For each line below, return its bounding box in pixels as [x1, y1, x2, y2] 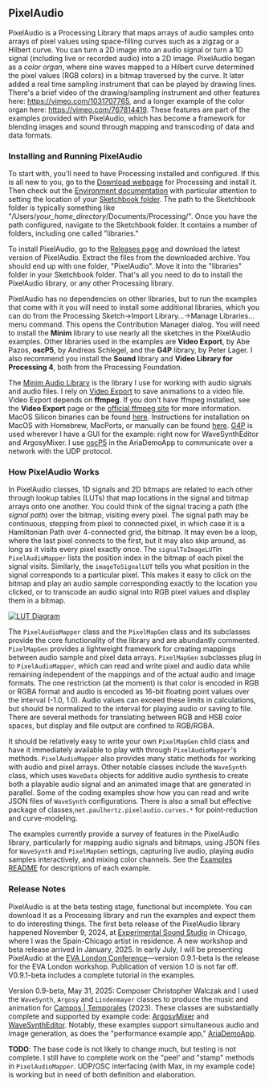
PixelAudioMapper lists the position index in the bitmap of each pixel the [8, 553, 244, 562]
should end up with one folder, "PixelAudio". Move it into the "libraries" [8, 261, 243, 271]
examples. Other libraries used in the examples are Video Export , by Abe [8, 337, 251, 347]
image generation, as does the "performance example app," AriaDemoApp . [8, 1028, 257, 1038]
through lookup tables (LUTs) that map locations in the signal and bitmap [8, 493, 249, 503]
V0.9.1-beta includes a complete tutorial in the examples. [8, 970, 196, 980]
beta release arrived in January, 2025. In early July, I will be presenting [8, 945, 243, 954]
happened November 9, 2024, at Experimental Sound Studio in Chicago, [8, 927, 247, 937]
